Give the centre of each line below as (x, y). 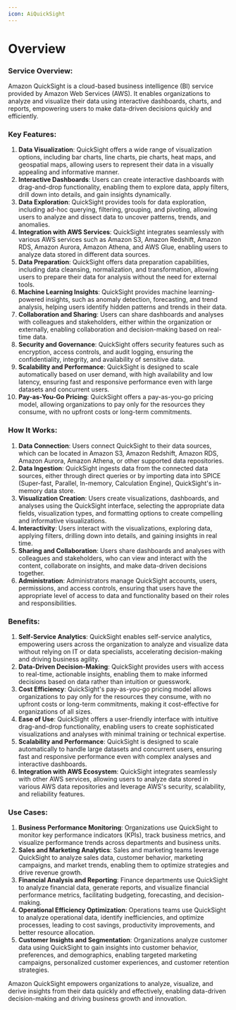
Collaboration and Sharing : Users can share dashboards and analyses (121, 315)
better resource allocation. (57, 932)
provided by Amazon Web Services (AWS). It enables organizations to (109, 94)
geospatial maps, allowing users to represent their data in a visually (116, 165)
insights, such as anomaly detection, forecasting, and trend (131, 300)
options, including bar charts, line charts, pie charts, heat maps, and (117, 157)
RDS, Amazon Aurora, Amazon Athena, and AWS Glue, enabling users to (123, 247)
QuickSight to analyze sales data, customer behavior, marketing (111, 858)
